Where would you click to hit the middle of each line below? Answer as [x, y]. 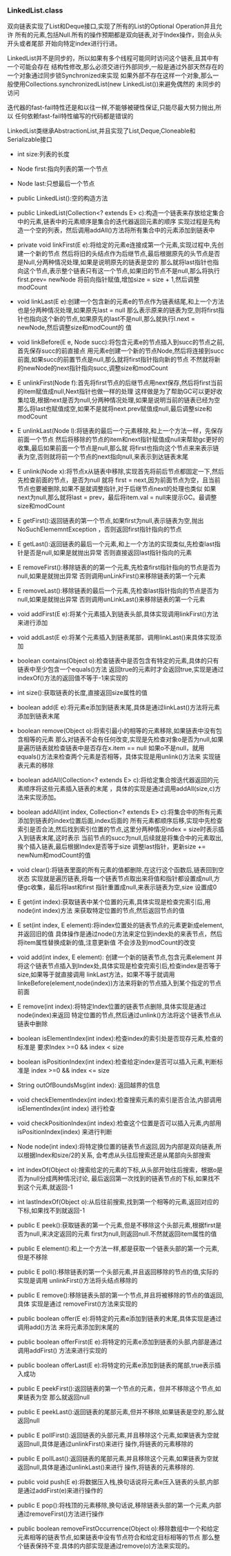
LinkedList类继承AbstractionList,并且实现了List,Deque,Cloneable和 [101, 131]
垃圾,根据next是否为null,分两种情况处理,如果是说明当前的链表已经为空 [122, 400]
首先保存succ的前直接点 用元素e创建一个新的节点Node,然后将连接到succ [120, 351]
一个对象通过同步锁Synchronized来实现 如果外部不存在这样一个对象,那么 [110, 75]
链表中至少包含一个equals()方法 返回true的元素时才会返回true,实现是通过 [120, 669]
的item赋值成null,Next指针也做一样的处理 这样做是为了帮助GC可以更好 [117, 391]
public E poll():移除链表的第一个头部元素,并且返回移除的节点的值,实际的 [118, 1272]
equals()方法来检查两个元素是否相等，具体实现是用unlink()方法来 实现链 [119, 757]
